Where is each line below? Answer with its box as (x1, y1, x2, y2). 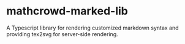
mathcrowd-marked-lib (6, 4, 129, 18)
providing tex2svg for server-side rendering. (6, 30, 118, 37)
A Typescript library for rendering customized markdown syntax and (6, 24, 179, 31)
